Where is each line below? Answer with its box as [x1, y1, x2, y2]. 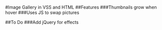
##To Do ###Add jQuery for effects [5, 19, 79, 25]
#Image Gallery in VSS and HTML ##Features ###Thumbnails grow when [5, 4, 157, 10]
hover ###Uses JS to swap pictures [5, 9, 79, 15]
